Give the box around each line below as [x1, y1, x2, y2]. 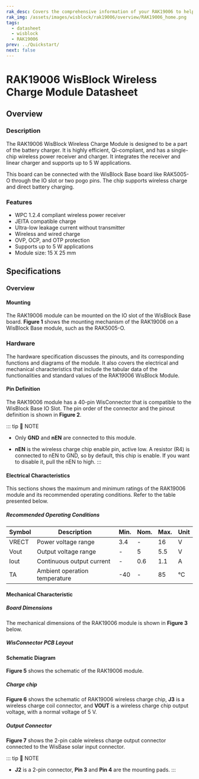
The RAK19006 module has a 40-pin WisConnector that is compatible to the [6, 398, 191, 406]
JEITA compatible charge [14, 218, 76, 225]
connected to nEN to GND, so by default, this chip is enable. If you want [14, 452, 190, 459]
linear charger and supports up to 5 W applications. [6, 159, 132, 166]
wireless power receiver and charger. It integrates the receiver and [18, 152, 181, 160]
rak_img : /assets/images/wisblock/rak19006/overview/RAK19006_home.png [6, 14, 187, 20]
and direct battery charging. [6, 183, 75, 190]
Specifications [6, 266, 61, 276]
